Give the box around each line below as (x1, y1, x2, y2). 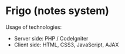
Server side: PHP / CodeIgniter (13, 35, 89, 42)
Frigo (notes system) (5, 4, 110, 18)
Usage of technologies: (5, 23, 62, 31)
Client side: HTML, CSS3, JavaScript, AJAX (13, 41, 119, 48)
